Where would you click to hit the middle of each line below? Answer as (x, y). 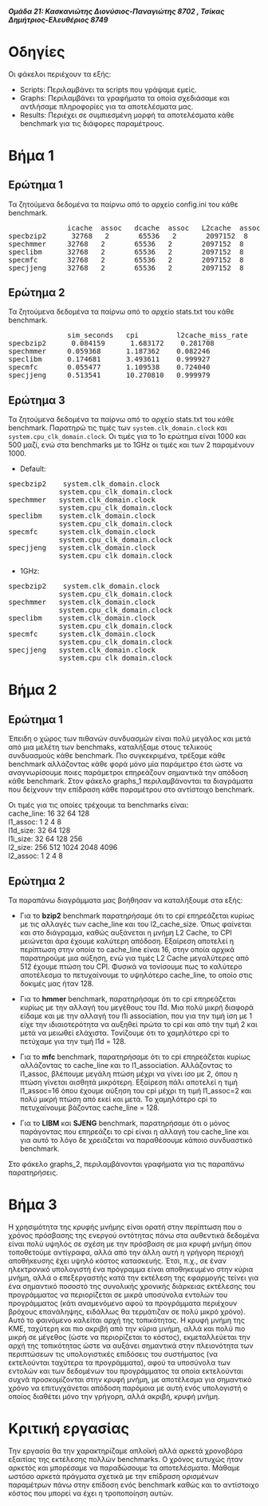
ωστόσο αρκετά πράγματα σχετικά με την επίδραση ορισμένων (114, 1476)
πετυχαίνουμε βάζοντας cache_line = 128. (90, 1107)
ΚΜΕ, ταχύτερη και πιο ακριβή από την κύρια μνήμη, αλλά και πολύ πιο (127, 1328)
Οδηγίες (37, 51)
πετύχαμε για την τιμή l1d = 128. (73, 1041)
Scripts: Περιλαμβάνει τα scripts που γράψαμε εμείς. (108, 89)
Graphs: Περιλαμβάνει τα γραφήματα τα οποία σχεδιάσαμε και (124, 98)
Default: (33, 469)
